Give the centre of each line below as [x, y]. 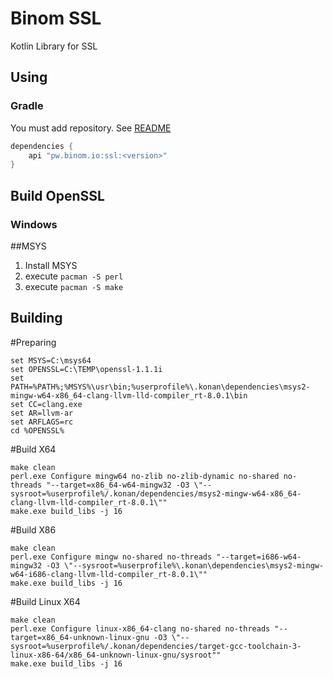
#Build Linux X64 [45, 601]
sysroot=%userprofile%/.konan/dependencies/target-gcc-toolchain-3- [156, 646]
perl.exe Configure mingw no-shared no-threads [111, 557]
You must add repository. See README [91, 128]
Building [36, 318]
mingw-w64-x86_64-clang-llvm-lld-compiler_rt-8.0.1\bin [129, 395]
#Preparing [33, 342]
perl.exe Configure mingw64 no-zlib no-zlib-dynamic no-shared [145, 476]
